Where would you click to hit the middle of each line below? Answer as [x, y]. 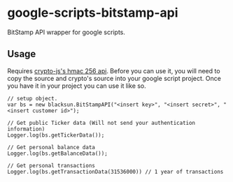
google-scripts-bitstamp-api [93, 13]
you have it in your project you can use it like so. [77, 86]
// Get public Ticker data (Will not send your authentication [101, 123]
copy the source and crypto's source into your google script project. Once [114, 78]
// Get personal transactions [51, 165]
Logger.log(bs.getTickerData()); [56, 135]
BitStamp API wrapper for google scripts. [66, 32]
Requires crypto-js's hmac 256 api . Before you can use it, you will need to [114, 70]
